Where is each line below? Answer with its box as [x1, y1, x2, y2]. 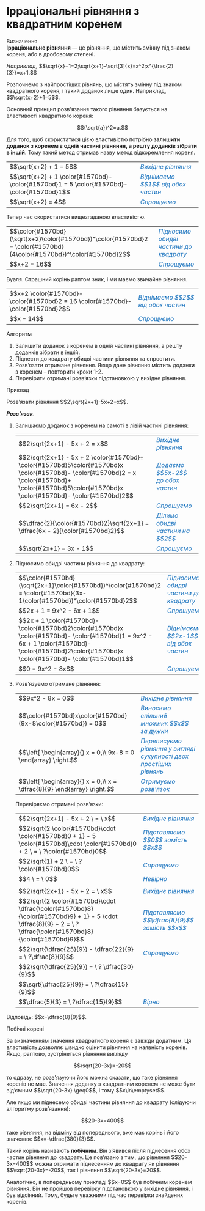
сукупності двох [140, 752, 189, 760]
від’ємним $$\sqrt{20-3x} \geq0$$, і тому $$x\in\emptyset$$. [6, 1086, 166, 1094]
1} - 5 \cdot [83, 912, 118, 921]
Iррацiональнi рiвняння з [6, 4, 140, 18]
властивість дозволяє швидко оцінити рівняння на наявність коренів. [6, 1044, 187, 1051]
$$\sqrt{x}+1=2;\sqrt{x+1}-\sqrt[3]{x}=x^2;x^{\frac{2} [38, 62, 174, 70]
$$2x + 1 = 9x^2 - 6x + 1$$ [18, 606, 100, 615]
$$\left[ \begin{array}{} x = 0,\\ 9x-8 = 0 [18, 748, 135, 756]
